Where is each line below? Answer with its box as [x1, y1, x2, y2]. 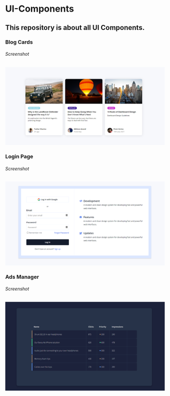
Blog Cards [5, 39, 33, 46]
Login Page [5, 153, 34, 160]
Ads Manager [5, 273, 39, 280]
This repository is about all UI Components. [5, 23, 145, 32]
